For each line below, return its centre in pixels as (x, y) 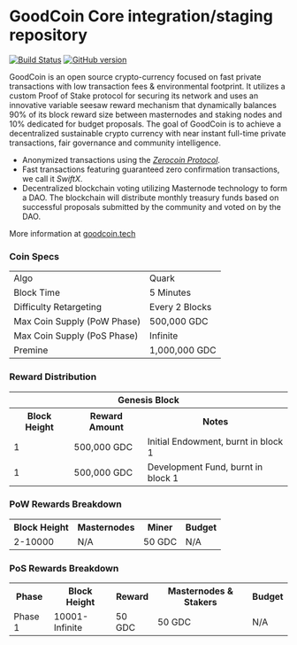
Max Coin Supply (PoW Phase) (77, 322)
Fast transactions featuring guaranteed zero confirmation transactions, (151, 169)
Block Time (37, 292)
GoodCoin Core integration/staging (141, 16)
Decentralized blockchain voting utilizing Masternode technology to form (155, 188)
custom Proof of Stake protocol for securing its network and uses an (134, 96)
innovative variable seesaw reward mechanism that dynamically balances (143, 105)
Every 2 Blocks (180, 307)
